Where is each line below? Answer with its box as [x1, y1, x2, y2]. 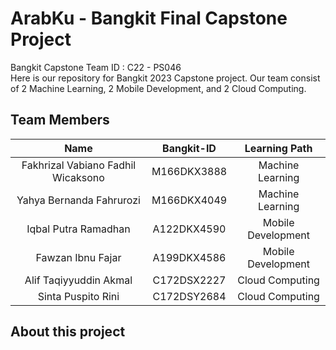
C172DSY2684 [152, 289, 227, 303]
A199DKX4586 [152, 250, 227, 264]
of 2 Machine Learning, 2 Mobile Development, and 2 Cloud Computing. [10, 82, 307, 94]
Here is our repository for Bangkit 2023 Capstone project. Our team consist [10, 72, 321, 84]
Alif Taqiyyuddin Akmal [24, 273, 133, 287]
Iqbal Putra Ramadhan [26, 222, 131, 236]
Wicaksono [52, 170, 105, 184]
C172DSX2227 [152, 273, 227, 287]
